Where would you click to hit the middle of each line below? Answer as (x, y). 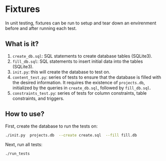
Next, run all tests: (24, 145)
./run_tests (17, 154)
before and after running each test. (41, 28)
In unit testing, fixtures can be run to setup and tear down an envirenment (81, 23)
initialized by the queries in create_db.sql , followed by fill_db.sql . (82, 88)
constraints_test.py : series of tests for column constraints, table (80, 93)
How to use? (25, 114)
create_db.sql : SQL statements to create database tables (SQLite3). (82, 56)
